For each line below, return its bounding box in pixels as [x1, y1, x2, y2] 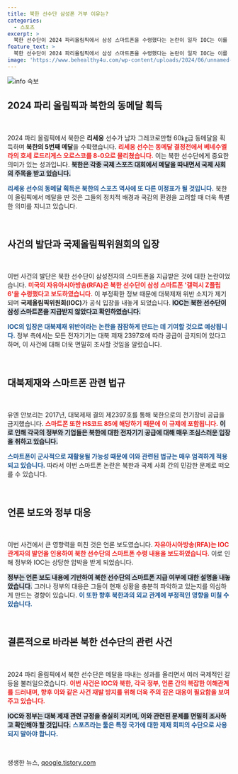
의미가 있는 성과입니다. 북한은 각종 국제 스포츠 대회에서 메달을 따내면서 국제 [7, 160, 214, 169]
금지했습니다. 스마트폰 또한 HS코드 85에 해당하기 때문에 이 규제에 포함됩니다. [7, 420, 218, 428]
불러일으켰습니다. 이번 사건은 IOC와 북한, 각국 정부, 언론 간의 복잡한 [20, 678, 205, 688]
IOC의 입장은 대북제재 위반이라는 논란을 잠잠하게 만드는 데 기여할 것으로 [7, 322, 203, 331]
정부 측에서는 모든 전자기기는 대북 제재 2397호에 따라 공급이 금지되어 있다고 [16, 331, 227, 340]
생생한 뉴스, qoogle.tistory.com [7, 758, 96, 766]
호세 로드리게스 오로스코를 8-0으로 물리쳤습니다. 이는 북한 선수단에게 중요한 [20, 151, 229, 159]
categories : [7, 17, 42, 24]
